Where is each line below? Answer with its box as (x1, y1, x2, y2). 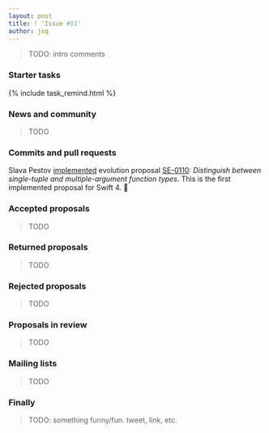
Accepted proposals (8, 203, 91, 214)
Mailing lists (8, 358, 58, 370)
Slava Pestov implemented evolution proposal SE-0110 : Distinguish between (8, 166, 262, 175)
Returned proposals (8, 241, 88, 253)
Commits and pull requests (8, 147, 117, 158)
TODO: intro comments (28, 50, 105, 59)
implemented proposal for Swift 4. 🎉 (8, 183, 129, 193)
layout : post (8, 11, 53, 20)
